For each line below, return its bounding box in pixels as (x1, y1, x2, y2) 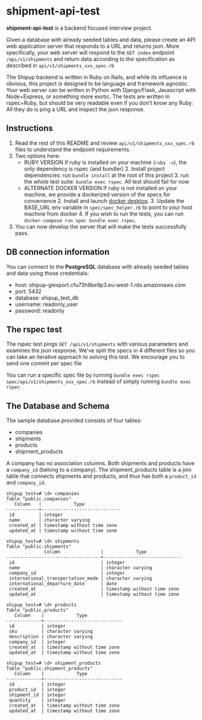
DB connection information (6, 247, 110, 257)
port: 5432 (14, 288, 42, 295)
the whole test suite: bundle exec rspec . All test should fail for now (24, 177, 189, 185)
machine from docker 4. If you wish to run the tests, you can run (24, 210, 184, 217)
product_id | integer (8, 687, 66, 693)
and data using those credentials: (6, 269, 89, 277)
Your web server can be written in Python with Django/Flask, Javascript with (6, 86, 196, 93)
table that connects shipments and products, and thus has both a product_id (6, 472, 197, 480)
